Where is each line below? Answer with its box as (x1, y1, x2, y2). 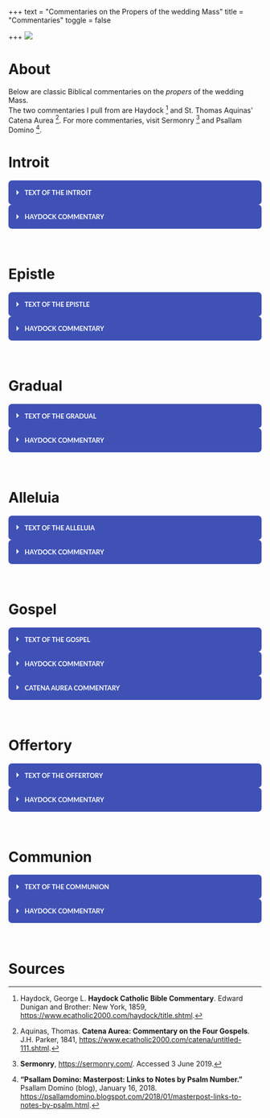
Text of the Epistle (24, 300, 90, 308)
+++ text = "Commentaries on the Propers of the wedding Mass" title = (8, 7, 244, 16)
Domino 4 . (8, 124, 43, 135)
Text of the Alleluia (24, 523, 95, 532)
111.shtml (19, 1043, 50, 1054)
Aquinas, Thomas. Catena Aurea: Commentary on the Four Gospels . (19, 1026, 251, 1036)
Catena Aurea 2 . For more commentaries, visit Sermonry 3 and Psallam (8, 114, 243, 125)
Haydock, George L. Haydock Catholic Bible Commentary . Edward (19, 994, 243, 1004)
